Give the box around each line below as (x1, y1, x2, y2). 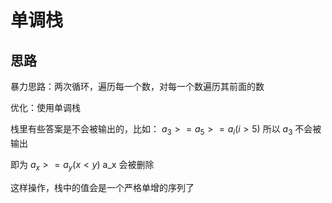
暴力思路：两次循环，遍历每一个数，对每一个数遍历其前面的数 (10, 81, 265, 92)
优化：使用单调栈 (10, 102, 81, 113)
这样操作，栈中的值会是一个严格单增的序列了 (10, 181, 195, 193)
